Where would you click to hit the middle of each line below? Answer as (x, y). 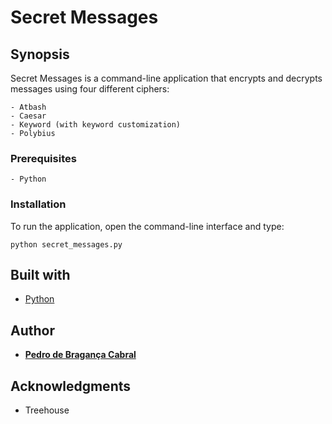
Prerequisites (43, 158)
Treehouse (47, 410)
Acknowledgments (71, 386)
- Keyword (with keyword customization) (96, 125)
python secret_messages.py (66, 244)
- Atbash (28, 107)
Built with (40, 274)
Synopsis (40, 54)
